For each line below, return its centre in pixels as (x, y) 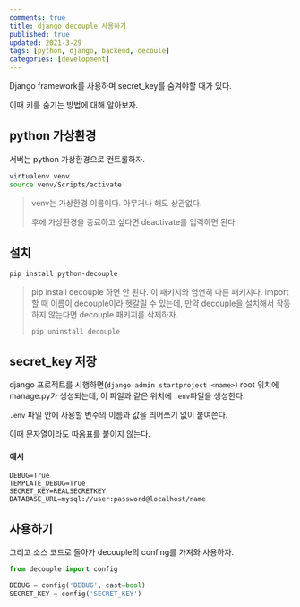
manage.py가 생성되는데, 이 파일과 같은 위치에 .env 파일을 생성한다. (127, 396)
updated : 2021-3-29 (46, 43)
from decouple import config (64, 569)
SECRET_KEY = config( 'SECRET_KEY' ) (76, 594)
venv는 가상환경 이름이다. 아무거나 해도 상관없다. (116, 203)
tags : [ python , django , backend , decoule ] (90, 51)
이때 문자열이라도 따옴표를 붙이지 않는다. (80, 434)
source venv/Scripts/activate (66, 185)
